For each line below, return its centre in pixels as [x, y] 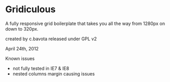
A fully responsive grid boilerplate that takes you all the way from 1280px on [85, 23]
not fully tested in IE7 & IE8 [41, 68]
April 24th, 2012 [22, 48]
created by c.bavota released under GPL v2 [51, 39]
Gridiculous [31, 9]
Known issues [20, 58]
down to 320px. [22, 29]
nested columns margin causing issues [54, 74]
